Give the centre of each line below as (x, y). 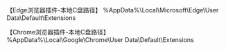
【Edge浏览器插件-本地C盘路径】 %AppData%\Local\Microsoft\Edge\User (113, 10)
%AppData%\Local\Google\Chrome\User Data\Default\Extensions (101, 40)
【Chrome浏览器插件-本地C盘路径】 (58, 32)
